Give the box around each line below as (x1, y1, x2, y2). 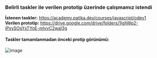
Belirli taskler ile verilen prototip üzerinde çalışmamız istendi (5, 4, 152, 11)
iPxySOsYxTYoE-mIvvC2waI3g (5, 25, 68, 31)
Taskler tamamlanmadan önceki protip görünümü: (5, 36, 109, 42)
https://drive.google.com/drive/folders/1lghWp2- (40, 20, 138, 26)
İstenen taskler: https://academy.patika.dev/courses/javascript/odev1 (5, 15, 146, 21)
